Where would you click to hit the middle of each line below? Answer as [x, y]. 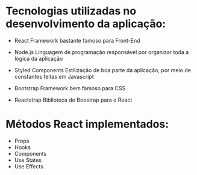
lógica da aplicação [39, 58]
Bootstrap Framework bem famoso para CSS [70, 88]
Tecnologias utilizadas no [71, 11]
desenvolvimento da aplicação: [86, 24]
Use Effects [29, 166]
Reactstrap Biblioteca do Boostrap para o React [73, 100]
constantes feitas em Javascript [54, 76]
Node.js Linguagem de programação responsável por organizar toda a [102, 52]
